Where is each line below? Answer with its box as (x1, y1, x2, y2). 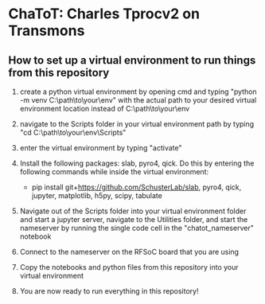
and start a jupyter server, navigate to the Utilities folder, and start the (19, 215, 248, 224)
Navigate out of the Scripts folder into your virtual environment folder (19, 206, 247, 216)
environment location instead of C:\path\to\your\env (19, 104, 190, 113)
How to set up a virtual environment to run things (8, 53, 256, 67)
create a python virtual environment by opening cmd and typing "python (19, 87, 257, 96)
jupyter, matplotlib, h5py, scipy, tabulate (31, 191, 163, 200)
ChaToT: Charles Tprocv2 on (8, 5, 201, 23)
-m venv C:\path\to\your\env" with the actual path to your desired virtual (19, 95, 257, 104)
